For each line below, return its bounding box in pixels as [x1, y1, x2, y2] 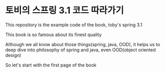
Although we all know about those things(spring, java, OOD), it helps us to [5, 41, 160, 47]
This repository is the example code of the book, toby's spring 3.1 [5, 21, 143, 28]
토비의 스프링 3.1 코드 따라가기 [5, 5, 124, 16]
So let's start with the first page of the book [5, 62, 97, 68]
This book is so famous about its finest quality [5, 31, 102, 38]
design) [5, 52, 21, 58]
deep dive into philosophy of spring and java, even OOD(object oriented [5, 47, 156, 53]
